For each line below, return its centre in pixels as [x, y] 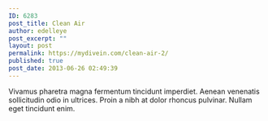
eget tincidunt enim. [42, 108]
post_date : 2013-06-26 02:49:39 [63, 69]
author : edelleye [38, 31]
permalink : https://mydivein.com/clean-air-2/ [89, 53]
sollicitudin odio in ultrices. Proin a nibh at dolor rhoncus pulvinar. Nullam [130, 100]
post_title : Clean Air [47, 23]
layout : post [30, 46]
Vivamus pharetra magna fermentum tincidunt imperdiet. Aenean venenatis [134, 91]
